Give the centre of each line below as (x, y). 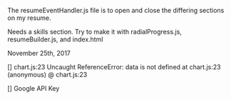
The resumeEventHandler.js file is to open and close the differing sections (116, 10)
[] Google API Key (34, 88)
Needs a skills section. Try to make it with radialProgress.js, (94, 32)
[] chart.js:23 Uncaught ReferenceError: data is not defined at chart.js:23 (114, 67)
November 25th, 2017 (39, 53)
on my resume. (29, 18)
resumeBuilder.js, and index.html (55, 39)
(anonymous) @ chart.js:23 (47, 75)
